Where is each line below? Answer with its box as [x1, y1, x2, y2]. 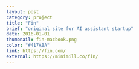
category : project [6, 14, 53, 20]
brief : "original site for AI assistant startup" [6, 25, 134, 32]
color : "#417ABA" [6, 43, 50, 49]
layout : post [6, 8, 39, 15]
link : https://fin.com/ [6, 48, 66, 54]
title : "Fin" [6, 20, 39, 26]
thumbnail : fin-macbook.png [6, 37, 77, 43]
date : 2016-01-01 [6, 31, 50, 37]
